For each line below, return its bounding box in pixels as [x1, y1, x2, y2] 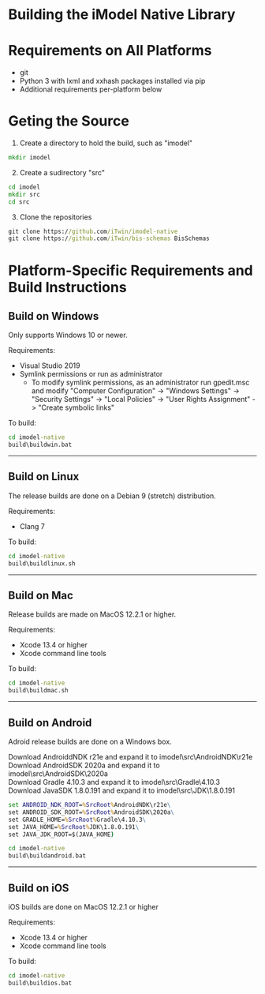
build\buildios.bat [8, 979, 73, 987]
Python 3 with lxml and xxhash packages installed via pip [19, 77, 206, 86]
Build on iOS [8, 881, 69, 895]
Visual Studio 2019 [19, 361, 80, 370]
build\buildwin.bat [8, 441, 73, 449]
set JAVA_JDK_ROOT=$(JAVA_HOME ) [8, 831, 114, 838]
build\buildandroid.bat [8, 852, 87, 860]
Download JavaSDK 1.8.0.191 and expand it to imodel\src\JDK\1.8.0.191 [8, 786, 235, 795]
